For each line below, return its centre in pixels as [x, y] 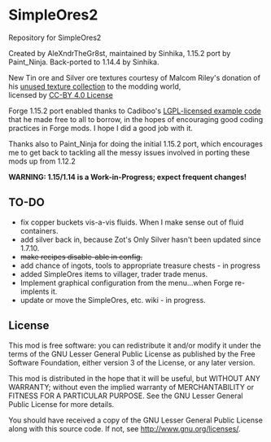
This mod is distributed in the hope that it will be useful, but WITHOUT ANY [134, 378]
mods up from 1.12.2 [42, 161]
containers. [39, 230]
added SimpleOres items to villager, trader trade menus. [114, 274]
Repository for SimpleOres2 [55, 37]
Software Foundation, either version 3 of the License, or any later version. [132, 362]
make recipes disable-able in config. [81, 256]
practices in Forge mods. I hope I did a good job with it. [101, 128]
